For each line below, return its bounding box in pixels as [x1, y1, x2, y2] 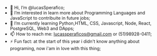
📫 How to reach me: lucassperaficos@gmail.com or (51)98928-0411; [9, 31, 152, 37]
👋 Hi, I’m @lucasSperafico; [9, 5, 65, 10]
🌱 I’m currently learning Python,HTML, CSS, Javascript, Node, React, [9, 20, 152, 26]
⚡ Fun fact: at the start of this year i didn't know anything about [9, 38, 140, 44]
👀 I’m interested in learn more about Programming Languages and [9, 10, 146, 16]
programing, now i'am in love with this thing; [9, 46, 101, 51]
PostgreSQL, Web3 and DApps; [9, 26, 75, 31]
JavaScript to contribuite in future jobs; [9, 15, 91, 21]
